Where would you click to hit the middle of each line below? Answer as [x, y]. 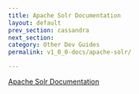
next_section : [31, 38]
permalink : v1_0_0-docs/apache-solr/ [70, 52]
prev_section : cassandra [49, 30]
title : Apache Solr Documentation [65, 15]
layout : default [35, 23]
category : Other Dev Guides [54, 45]
